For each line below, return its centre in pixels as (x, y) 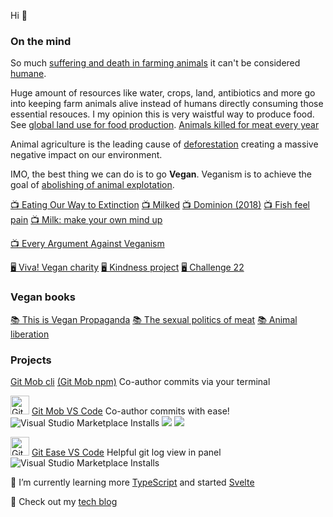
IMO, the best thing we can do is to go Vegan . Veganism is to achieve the (161, 174)
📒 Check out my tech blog (64, 501)
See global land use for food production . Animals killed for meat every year (165, 125)
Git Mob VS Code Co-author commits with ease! (130, 411)
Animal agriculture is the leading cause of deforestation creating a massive (164, 144)
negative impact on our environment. (86, 155)
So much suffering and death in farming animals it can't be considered (155, 63)
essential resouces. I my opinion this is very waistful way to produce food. (162, 114)
